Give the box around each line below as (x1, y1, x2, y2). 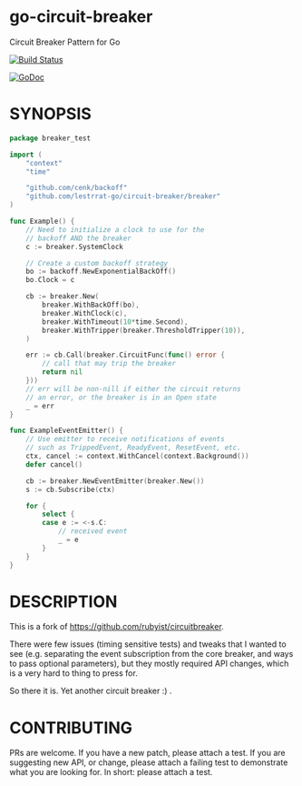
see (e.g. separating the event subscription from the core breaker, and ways (9, 649, 294, 660)
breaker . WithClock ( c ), (42, 308, 128, 317)
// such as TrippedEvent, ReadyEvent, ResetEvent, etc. (25, 443, 242, 452)
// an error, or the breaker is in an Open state (25, 393, 218, 402)
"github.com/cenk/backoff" (25, 184, 128, 193)
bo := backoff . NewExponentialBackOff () (25, 267, 177, 277)
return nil (42, 368, 83, 377)
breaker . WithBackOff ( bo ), (42, 300, 141, 309)
